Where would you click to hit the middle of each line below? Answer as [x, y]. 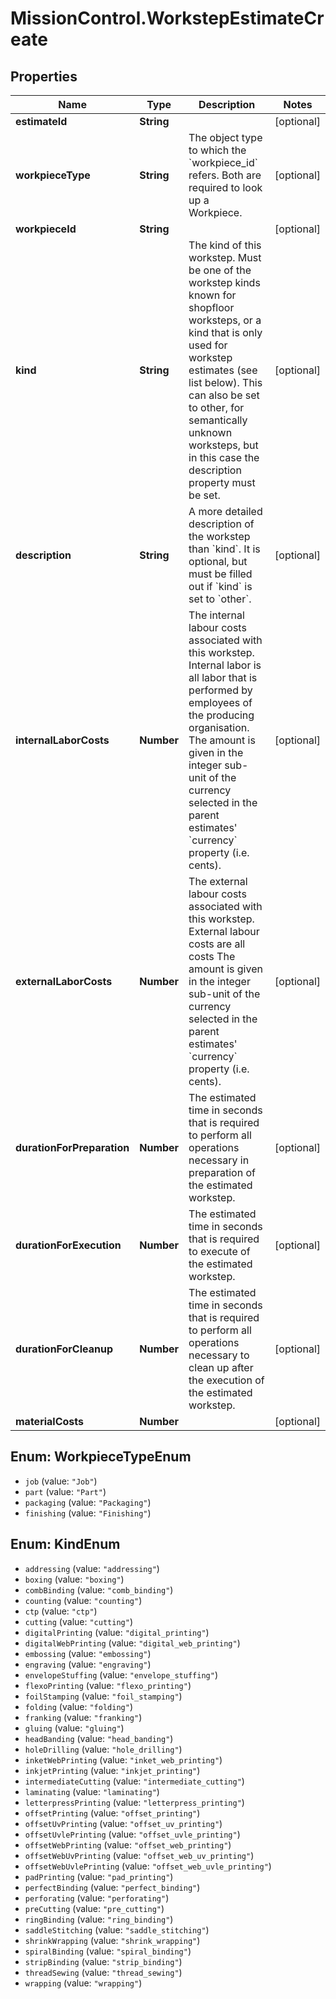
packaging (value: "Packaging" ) [88, 1502]
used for [208, 345]
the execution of [226, 1380]
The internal [216, 615]
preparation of [222, 1172]
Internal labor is [225, 665]
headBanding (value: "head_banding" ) [99, 1738]
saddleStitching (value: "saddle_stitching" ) [117, 1929]
